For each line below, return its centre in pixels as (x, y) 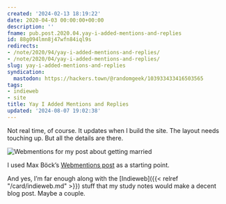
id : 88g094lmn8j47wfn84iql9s (49, 40)
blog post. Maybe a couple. (46, 193)
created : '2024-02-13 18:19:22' (54, 14)
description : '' (31, 26)
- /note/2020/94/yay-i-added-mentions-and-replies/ (83, 53)
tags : (15, 85)
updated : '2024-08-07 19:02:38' (54, 111)
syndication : (26, 72)
